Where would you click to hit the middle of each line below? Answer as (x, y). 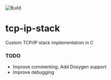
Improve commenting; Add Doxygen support (59, 67)
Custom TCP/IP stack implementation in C (49, 42)
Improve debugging (34, 72)
